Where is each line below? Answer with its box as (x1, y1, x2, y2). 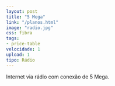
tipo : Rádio (6, 57, 35, 63)
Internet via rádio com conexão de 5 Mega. (6, 73, 110, 80)
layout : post (6, 8, 38, 15)
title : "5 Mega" (6, 14, 46, 20)
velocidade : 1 (6, 46, 41, 52)
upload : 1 (6, 52, 30, 58)
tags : (6, 35, 19, 41)
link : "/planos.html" (6, 19, 59, 25)
